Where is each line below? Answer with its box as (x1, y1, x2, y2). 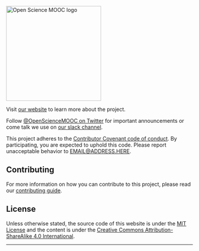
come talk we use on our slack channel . (6, 123, 103, 131)
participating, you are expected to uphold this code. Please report (6, 141, 167, 148)
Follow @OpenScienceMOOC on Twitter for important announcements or (6, 117, 185, 124)
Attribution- (145, 226, 174, 233)
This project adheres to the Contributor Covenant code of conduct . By (6, 135, 178, 142)
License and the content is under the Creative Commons (6, 226, 144, 233)
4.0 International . (33, 232, 75, 240)
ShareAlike (6, 232, 33, 240)
